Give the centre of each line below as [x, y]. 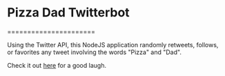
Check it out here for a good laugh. [57, 65]
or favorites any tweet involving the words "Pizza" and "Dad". [94, 52]
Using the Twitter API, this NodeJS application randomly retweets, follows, [113, 45]
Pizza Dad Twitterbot [68, 13]
